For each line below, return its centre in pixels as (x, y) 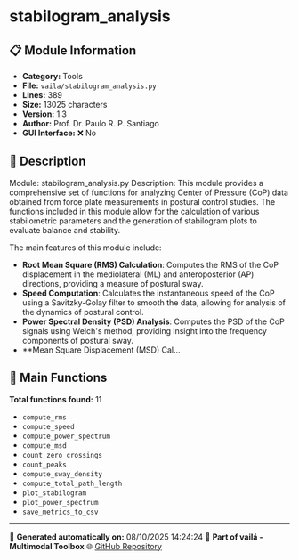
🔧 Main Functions (58, 378)
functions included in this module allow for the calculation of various (134, 211)
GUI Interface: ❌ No (59, 133)
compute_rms (44, 417)
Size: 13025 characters (65, 105)
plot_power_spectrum (60, 502)
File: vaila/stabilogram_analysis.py (89, 85)
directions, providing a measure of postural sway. (113, 283)
